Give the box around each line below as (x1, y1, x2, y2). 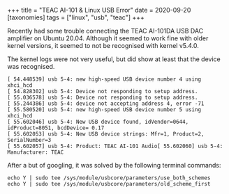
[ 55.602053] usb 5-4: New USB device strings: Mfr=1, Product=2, (7, 131, 205, 138)
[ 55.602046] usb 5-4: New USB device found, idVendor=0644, (7, 118, 189, 125)
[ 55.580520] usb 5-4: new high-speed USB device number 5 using (7, 106, 201, 113)
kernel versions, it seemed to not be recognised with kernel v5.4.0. (7, 42, 199, 49)
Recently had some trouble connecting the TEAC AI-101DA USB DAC (7, 27, 204, 35)
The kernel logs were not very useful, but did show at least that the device (7, 55, 221, 63)
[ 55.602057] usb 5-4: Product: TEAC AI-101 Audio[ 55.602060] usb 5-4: (7, 143, 223, 149)
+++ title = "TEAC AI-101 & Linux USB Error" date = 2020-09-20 (7, 6, 191, 14)
